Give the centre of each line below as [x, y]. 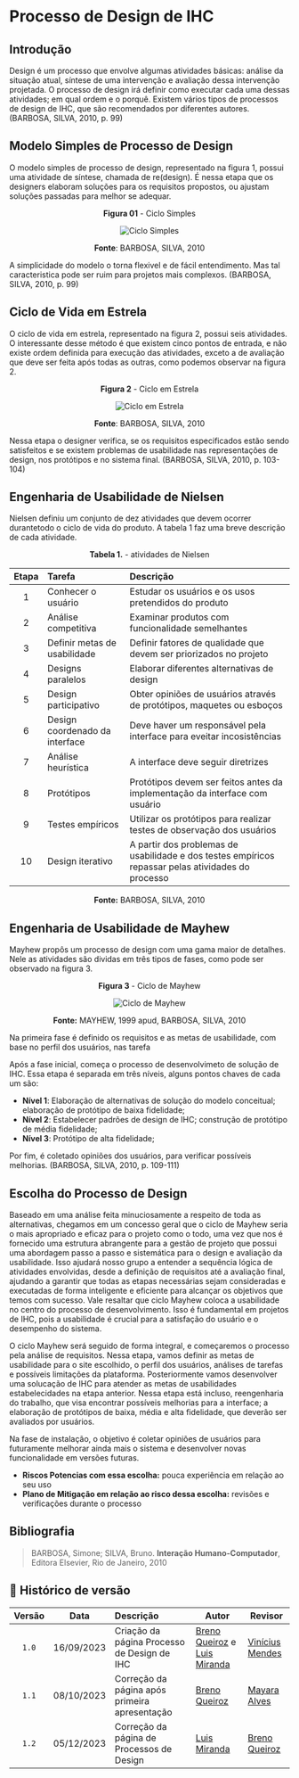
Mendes [265, 1653]
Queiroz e [216, 1642]
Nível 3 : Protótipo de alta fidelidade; [89, 1139]
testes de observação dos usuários [203, 830]
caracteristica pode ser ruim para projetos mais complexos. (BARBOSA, [140, 275]
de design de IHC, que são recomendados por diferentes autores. [129, 108]
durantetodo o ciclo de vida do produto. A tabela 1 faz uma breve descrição [147, 528]
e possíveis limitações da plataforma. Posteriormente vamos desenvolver [143, 1374]
